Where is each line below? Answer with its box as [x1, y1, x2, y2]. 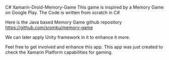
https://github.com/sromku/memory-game [5, 24, 93, 30]
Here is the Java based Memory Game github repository [5, 19, 122, 25]
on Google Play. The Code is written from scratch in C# [5, 9, 120, 15]
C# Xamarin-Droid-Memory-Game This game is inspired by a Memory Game [5, 4, 164, 10]
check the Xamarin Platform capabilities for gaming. [5, 49, 113, 55]
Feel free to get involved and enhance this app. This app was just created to [5, 44, 163, 49]
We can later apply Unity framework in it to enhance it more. [5, 34, 130, 40]
